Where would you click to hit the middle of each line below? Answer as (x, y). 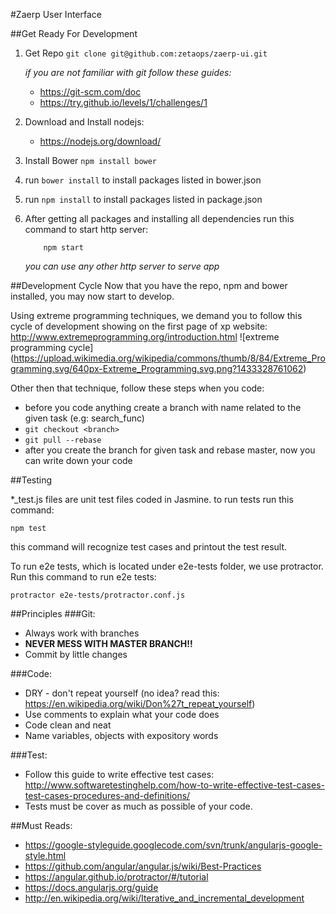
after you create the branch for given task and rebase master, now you (170, 450)
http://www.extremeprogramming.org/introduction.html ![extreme (145, 337)
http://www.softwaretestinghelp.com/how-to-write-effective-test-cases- (174, 785)
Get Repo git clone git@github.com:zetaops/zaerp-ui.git (146, 53)
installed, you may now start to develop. (92, 296)
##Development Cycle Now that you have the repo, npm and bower (149, 285)
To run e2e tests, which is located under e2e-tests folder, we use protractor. (167, 566)
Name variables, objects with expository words (121, 735)
